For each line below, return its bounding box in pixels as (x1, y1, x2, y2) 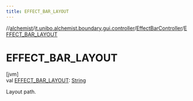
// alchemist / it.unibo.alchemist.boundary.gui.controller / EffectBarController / (6, 25, 184, 32)
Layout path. (6, 88, 36, 95)
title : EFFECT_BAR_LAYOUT (6, 8, 69, 15)
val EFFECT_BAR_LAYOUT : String (6, 76, 86, 83)
